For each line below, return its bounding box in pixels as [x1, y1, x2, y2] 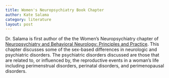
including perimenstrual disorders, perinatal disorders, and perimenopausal [5, 63, 164, 69]
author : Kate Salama [5, 12, 50, 17]
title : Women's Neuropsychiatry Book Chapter [5, 7, 104, 13]
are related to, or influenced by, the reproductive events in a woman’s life [5, 57, 159, 64]
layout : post [5, 21, 33, 27]
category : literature [5, 17, 52, 22]
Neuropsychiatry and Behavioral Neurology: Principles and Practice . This [5, 41, 159, 47]
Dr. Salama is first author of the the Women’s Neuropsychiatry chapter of [5, 36, 159, 42]
